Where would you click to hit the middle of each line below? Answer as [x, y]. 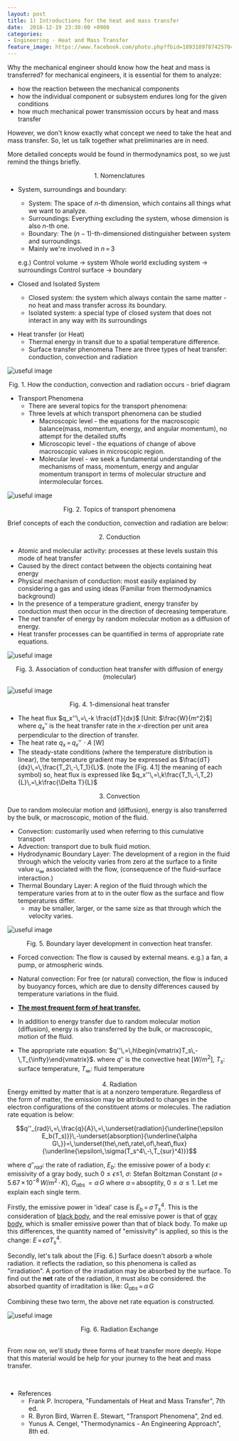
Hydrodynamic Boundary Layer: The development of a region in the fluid [124, 854]
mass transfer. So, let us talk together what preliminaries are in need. [108, 140]
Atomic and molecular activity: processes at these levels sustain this [118, 551]
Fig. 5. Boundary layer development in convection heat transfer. [119, 944]
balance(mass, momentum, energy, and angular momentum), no [133, 429]
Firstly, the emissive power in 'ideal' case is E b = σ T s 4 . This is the [103, 1207]
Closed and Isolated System [59, 284]
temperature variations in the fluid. [68, 994]
